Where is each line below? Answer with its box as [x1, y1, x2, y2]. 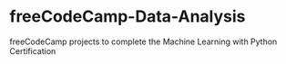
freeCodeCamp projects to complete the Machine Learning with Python [9, 36, 278, 47]
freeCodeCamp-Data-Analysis [9, 6, 246, 27]
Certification [9, 45, 56, 56]
